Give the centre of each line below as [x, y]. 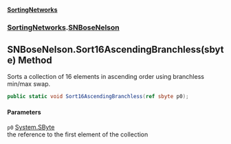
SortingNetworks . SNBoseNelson [63, 27]
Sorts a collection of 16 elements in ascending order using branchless [106, 77]
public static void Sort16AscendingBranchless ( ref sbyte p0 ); [98, 97]
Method [35, 60]
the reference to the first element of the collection [78, 134]
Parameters [24, 112]
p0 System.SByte [31, 128]
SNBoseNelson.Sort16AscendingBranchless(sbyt [115, 49]
